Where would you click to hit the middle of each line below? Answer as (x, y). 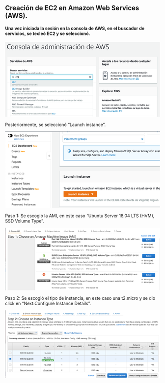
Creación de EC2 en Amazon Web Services (72, 8)
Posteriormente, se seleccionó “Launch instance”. (55, 125)
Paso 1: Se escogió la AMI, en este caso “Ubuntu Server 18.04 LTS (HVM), (80, 216)
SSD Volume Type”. (25, 221)
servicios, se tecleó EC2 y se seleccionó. (48, 33)
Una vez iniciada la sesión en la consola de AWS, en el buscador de (75, 28)
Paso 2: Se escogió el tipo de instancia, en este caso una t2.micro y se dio (80, 298)
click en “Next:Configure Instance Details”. (48, 303)
